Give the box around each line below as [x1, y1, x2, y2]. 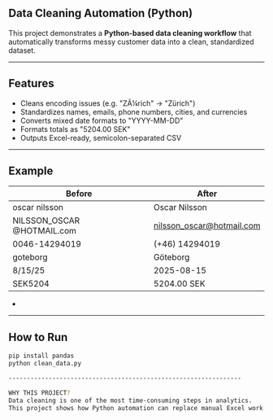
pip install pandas [8, 352, 75, 361]
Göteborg [153, 252, 190, 263]
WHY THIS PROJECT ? [8, 388, 71, 397]
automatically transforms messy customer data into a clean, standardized [8, 37, 254, 46]
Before [66, 188, 93, 199]
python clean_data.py [8, 360, 82, 368]
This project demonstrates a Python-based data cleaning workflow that [8, 28, 252, 37]
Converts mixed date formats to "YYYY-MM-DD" [19, 116, 184, 125]
